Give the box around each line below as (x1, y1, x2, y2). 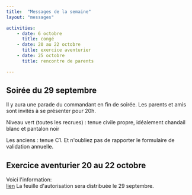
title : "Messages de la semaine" (6, 8, 92, 15)
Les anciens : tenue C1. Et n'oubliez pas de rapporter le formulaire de (6, 137, 175, 144)
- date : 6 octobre (17, 30, 62, 36)
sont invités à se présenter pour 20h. (6, 108, 97, 115)
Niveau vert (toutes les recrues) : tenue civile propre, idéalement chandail (6, 119, 185, 126)
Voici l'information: (6, 176, 52, 183)
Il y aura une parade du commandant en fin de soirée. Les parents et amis (6, 101, 187, 108)
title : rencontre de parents (21, 58, 94, 64)
